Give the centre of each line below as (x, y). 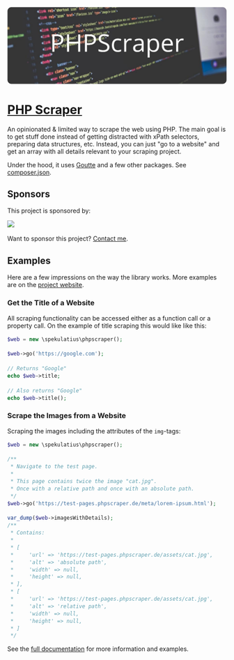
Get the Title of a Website (51, 303)
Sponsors (29, 194)
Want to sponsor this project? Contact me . (68, 239)
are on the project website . (46, 285)
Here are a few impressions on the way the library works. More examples (112, 277)
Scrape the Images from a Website (67, 416)
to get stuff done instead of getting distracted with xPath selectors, (103, 137)
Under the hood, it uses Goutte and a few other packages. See (97, 164)
